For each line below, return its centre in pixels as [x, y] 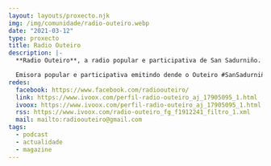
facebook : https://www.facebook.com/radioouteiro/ [102, 90]
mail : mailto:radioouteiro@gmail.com [79, 120]
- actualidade [39, 142]
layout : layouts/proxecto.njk [59, 16]
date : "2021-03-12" [41, 30]
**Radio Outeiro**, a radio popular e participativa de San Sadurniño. [139, 61]
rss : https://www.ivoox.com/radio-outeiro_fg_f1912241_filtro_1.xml [133, 112]
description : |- [35, 53]
